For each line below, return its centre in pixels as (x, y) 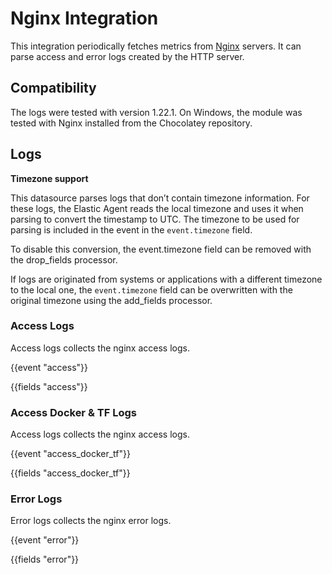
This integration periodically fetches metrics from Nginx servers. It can (156, 46)
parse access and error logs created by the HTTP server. (127, 56)
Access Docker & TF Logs (73, 412)
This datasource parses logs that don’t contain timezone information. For (160, 198)
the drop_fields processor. (64, 259)
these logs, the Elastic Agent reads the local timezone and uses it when (157, 208)
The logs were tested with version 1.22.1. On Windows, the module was (156, 112)
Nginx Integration (84, 18)
